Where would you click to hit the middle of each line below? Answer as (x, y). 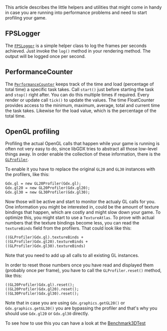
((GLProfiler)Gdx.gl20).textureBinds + (47, 242)
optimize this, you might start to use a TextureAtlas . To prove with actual (80, 217)
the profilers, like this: (27, 174)
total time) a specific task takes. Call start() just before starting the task (80, 89)
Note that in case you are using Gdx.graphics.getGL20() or (65, 303)
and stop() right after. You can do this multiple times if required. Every (77, 94)
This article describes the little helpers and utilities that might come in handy (83, 7)
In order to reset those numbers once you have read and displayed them (79, 265)
